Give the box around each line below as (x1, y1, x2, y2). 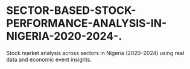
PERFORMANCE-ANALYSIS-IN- (6, 16, 167, 30)
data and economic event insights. (6, 56, 92, 63)
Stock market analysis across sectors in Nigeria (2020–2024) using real (6, 49, 185, 56)
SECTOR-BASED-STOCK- (6, 4, 136, 18)
